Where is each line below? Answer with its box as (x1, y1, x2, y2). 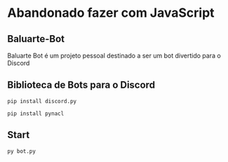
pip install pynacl (7, 110, 65, 117)
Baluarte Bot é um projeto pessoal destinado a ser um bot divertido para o (7, 51, 221, 60)
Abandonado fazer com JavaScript (7, 5, 215, 21)
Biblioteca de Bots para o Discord (7, 79, 156, 91)
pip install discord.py (7, 97, 77, 104)
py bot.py (7, 147, 36, 155)
